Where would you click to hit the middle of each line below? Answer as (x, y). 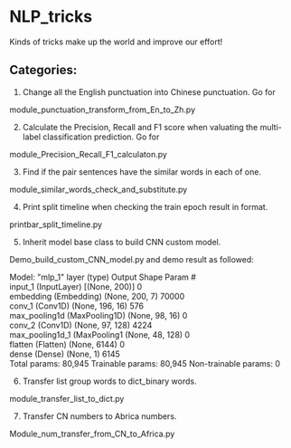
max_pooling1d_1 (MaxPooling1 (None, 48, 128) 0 (100, 334)
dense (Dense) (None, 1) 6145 (65, 354)
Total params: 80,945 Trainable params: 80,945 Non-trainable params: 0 (145, 363)
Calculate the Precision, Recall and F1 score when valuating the (140, 127)
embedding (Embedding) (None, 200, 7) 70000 (97, 296)
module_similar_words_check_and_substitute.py (99, 189)
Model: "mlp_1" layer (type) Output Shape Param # (103, 277)
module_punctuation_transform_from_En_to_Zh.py (103, 110)
